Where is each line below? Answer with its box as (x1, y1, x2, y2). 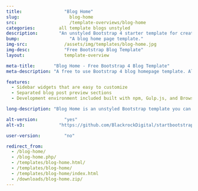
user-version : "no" (6, 133, 75, 139)
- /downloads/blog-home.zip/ (11, 176, 83, 182)
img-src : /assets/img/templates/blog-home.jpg (6, 42, 157, 48)
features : (6, 79, 31, 85)
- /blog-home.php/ (11, 154, 57, 160)
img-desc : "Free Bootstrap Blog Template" (6, 47, 144, 53)
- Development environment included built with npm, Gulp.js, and (11, 95, 178, 102)
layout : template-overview (6, 52, 110, 58)
